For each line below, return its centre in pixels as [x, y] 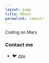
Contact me [19, 45]
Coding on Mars [21, 32]
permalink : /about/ [25, 18]
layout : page [18, 9]
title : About [18, 14]
